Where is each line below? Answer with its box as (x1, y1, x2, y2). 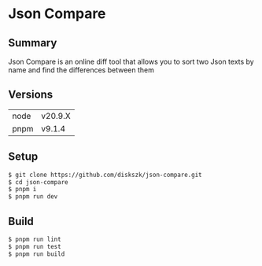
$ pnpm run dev (8, 193, 58, 201)
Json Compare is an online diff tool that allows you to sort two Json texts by (8, 57, 254, 66)
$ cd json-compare (8, 178, 68, 186)
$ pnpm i (8, 186, 37, 194)
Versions (8, 88, 54, 102)
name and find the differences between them (8, 65, 155, 75)
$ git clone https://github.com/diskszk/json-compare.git (8, 171, 202, 179)
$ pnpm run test (8, 242, 61, 250)
